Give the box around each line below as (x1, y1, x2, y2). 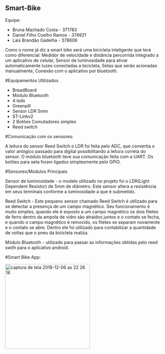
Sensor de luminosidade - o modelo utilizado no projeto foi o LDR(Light (5, 178, 150, 184)
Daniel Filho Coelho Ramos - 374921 (12, 32, 86, 38)
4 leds (12, 98, 26, 103)
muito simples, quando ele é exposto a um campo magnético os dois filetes (5, 208, 159, 214)
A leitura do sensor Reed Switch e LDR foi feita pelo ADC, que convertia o (5, 143, 155, 149)
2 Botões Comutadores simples (12, 118, 77, 124)
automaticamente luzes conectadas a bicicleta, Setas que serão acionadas (5, 62, 157, 68)
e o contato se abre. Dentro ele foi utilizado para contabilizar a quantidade (5, 224, 156, 230)
